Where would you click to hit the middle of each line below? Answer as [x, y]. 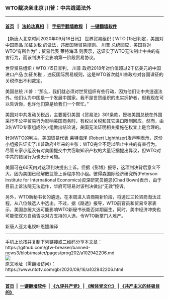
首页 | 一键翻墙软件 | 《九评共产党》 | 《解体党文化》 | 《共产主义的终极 [80, 286]
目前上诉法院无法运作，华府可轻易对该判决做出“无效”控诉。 [67, 186]
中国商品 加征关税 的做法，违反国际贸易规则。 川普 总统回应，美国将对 [78, 45]
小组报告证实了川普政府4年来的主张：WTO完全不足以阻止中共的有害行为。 [82, 144]
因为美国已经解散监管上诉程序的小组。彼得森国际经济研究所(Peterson [86, 173]
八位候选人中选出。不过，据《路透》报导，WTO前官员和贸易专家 [85, 203]
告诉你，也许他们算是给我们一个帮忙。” [49, 104]
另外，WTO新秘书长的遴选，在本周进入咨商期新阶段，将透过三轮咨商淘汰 [81, 196]
